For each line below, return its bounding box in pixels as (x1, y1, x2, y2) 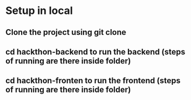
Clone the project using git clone (5, 27, 127, 37)
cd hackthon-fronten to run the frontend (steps (5, 76, 180, 85)
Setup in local (5, 4, 73, 17)
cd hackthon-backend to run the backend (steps (5, 47, 185, 56)
